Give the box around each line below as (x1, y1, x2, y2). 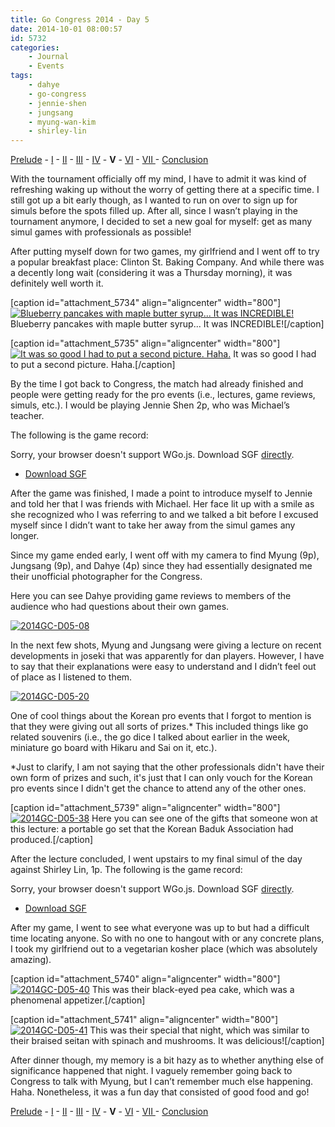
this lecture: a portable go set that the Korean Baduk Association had (10, 823, 294, 835)
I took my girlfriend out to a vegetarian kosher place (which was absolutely (10, 943, 318, 955)
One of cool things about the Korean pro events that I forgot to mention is (10, 710, 312, 722)
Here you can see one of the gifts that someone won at (91, 812, 318, 825)
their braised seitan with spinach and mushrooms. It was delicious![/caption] (10, 1035, 325, 1047)
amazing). (10, 954, 52, 966)
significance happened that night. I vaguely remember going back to (10, 1065, 293, 1077)
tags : (10, 71, 33, 81)
